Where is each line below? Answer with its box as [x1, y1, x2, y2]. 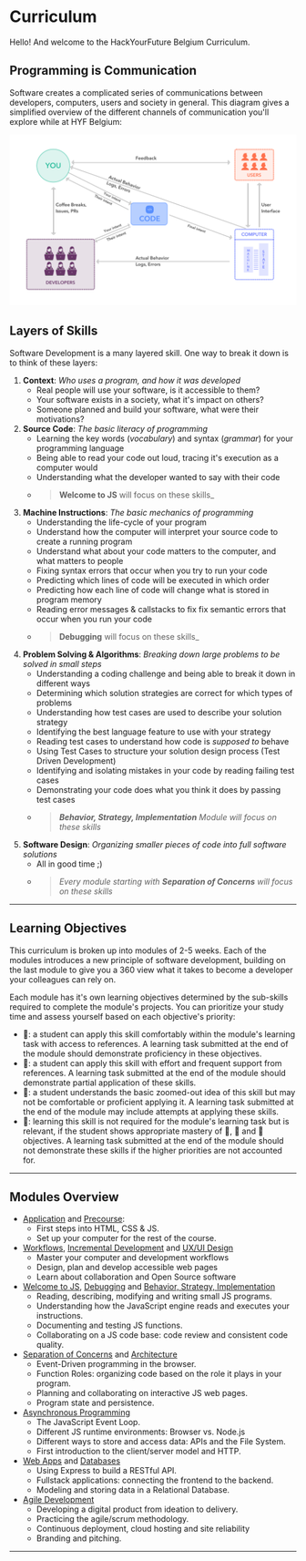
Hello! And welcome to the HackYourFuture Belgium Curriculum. [9, 36, 250, 47]
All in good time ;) [36, 858, 103, 869]
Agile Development [22, 1494, 95, 1505]
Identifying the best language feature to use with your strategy [36, 726, 271, 737]
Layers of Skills [9, 323, 98, 339]
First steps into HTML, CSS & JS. [36, 1223, 159, 1234]
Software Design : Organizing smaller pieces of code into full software [22, 838, 287, 849]
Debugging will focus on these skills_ [58, 631, 199, 642]
